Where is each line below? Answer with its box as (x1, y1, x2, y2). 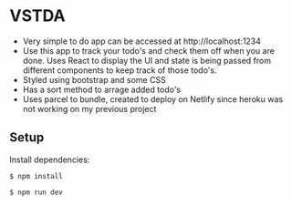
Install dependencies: (9, 154, 90, 165)
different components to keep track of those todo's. (22, 65, 217, 76)
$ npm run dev (9, 188, 64, 197)
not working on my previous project (22, 103, 157, 114)
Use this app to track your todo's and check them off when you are (22, 45, 276, 56)
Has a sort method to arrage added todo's (22, 84, 181, 95)
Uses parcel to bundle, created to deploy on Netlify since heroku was (22, 93, 284, 105)
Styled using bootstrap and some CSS (22, 74, 166, 85)
